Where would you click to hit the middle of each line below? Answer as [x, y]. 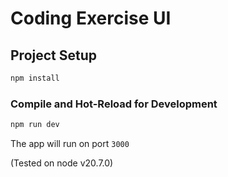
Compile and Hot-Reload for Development [114, 104]
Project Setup [54, 55]
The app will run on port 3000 [70, 144]
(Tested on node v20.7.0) [62, 163]
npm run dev [35, 125]
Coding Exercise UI [91, 18]
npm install [35, 78]
